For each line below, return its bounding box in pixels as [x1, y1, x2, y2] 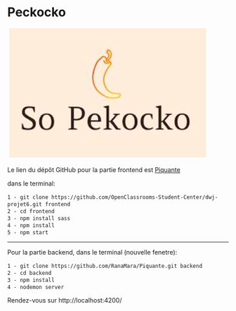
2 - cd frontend [7, 207, 55, 215]
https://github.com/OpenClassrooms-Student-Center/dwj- [51, 193, 218, 201]
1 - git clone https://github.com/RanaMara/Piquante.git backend [7, 262, 202, 269]
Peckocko [7, 4, 67, 20]
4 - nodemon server [7, 283, 65, 291]
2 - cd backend [7, 269, 52, 276]
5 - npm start [7, 228, 49, 236]
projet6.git [7, 200, 42, 208]
